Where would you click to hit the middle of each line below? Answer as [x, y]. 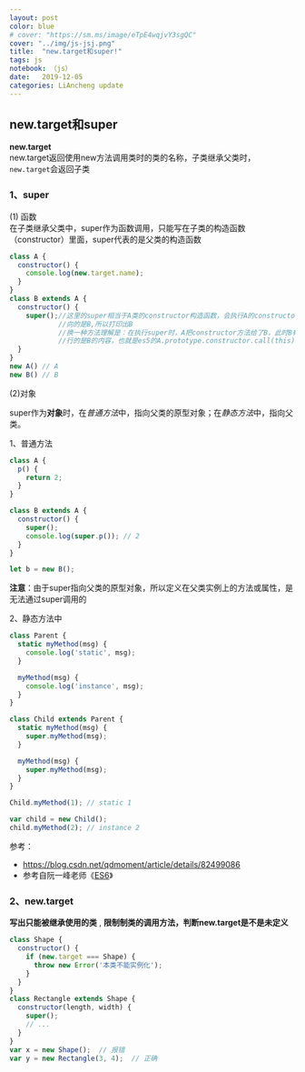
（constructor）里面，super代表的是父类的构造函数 [105, 239]
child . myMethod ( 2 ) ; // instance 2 [75, 828]
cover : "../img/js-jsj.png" [63, 43]
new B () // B [34, 375]
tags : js [26, 60]
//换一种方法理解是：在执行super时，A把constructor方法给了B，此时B [175, 333]
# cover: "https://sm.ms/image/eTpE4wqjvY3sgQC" [103, 35]
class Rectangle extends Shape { [73, 999]
